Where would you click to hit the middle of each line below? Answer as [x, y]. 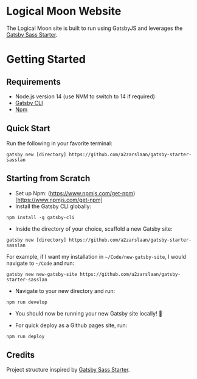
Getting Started [46, 60]
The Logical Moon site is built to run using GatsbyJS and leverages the [95, 28]
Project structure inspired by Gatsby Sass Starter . [68, 370]
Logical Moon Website [64, 11]
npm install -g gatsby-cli [40, 217]
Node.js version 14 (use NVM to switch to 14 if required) [85, 96]
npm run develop [27, 302]
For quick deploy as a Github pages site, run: [71, 325]
